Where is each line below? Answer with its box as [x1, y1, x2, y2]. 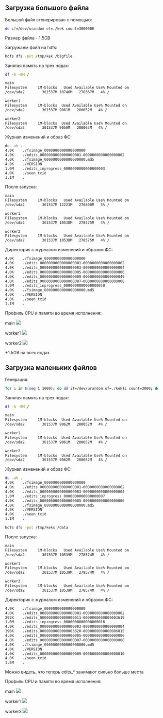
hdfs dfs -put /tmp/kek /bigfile [5, 53, 73, 59]
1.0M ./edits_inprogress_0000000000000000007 [5, 494, 105, 498]
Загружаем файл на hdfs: [5, 44, 58, 50]
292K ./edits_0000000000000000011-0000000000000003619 [5, 615, 125, 620]
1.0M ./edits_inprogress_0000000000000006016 [5, 619, 105, 625]
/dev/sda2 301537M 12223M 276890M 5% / [5, 203, 110, 207]
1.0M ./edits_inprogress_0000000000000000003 [5, 166, 105, 171]
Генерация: [5, 376, 29, 382]
